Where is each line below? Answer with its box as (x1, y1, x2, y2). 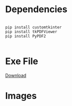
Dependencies (5, 4, 67, 15)
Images (5, 90, 37, 102)
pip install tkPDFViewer (5, 29, 57, 34)
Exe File (5, 56, 39, 67)
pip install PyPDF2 (5, 33, 46, 39)
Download (5, 72, 27, 78)
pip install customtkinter (5, 24, 62, 30)
